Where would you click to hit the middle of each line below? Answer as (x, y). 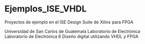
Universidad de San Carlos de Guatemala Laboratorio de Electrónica (72, 31)
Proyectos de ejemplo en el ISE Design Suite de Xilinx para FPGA (69, 22)
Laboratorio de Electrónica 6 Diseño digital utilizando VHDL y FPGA (72, 36)
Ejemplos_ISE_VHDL (46, 9)
